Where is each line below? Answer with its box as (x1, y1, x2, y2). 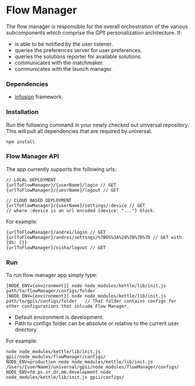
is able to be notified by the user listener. (14, 40, 113, 47)
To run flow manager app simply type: (6, 272, 98, 279)
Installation (6, 108, 39, 116)
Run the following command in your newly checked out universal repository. (6, 121, 189, 128)
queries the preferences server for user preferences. (14, 46, 142, 53)
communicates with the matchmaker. (14, 59, 104, 66)
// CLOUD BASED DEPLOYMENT (6, 197, 72, 203)
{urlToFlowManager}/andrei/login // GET (6, 229, 107, 235)
